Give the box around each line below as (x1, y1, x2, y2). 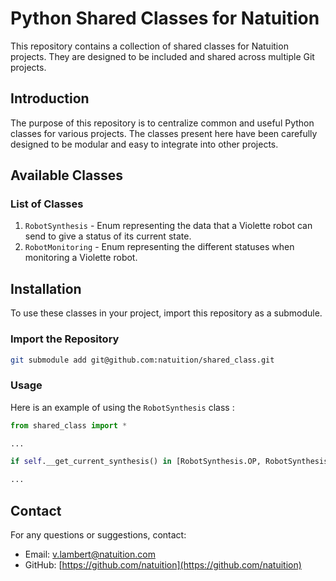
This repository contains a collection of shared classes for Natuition (10, 40, 289, 52)
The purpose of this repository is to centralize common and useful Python (10, 117, 315, 129)
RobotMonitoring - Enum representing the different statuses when (24, 241, 295, 253)
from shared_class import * (10, 420, 128, 431)
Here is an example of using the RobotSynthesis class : (10, 401, 235, 413)
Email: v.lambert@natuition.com (24, 548, 156, 561)
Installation (10, 280, 82, 297)
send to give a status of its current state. (24, 230, 192, 242)
